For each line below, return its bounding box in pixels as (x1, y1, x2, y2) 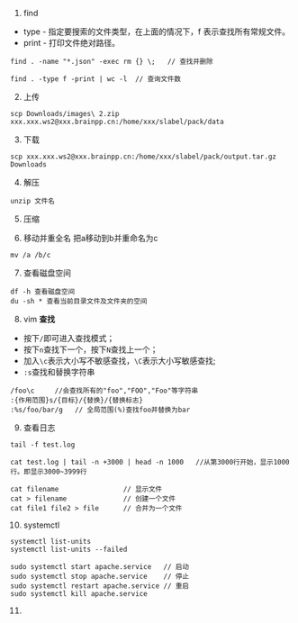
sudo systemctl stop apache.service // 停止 (10, 572, 190, 581)
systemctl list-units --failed (10, 545, 128, 554)
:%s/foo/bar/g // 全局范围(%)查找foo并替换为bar (10, 405, 191, 414)
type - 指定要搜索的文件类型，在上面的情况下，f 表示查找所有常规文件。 (23, 26, 291, 37)
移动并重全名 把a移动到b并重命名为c (23, 233, 158, 243)
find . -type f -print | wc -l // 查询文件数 (10, 75, 181, 84)
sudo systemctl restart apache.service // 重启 (10, 582, 190, 591)
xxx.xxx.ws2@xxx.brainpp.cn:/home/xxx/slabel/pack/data (10, 117, 224, 126)
